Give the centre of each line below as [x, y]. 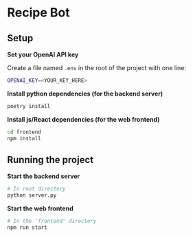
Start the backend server [44, 176]
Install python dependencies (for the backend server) [85, 94]
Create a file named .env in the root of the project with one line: [97, 68]
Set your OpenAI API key [43, 54]
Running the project [50, 160]
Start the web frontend [40, 208]
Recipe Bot [38, 13]
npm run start [27, 227]
